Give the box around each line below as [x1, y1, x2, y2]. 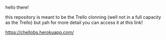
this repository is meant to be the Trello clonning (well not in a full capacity [5, 14, 161, 20]
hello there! [5, 5, 29, 10]
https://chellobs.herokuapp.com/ [5, 29, 74, 35]
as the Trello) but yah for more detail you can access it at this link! [5, 20, 143, 25]
